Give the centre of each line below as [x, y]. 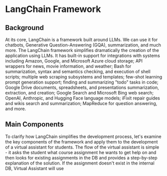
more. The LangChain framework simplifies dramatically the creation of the [82, 50]
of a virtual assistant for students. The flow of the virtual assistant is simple [82, 147]
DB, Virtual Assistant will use [34, 168]
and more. [16, 109]
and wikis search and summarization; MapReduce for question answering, [81, 103]
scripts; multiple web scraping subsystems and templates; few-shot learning [84, 77]
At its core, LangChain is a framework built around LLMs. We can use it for [82, 39]
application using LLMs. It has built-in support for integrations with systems [83, 55]
